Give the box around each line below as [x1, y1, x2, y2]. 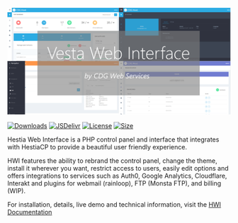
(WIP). [7, 186, 26, 195]
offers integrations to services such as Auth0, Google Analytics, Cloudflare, [7, 171, 227, 180]
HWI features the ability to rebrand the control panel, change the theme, [7, 156, 217, 165]
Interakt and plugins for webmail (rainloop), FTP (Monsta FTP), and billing [7, 178, 222, 188]
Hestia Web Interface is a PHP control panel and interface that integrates [7, 135, 220, 144]
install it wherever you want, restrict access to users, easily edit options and [7, 164, 229, 172]
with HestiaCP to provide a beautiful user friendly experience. [7, 142, 188, 151]
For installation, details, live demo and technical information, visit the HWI [7, 200, 222, 209]
